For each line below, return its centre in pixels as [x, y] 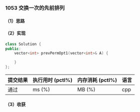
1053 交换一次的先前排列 [35, 7]
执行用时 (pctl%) [52, 80]
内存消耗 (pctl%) [97, 80]
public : [13, 48]
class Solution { [23, 44]
